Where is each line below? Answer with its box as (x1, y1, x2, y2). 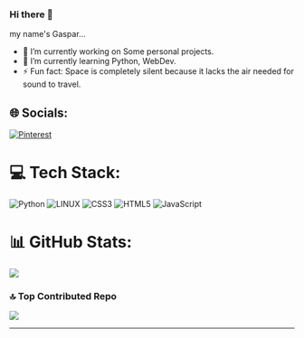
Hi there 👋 (9, 8, 54, 21)
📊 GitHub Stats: (9, 232, 133, 252)
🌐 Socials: (9, 105, 69, 120)
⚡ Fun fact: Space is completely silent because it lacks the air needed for (22, 66, 294, 77)
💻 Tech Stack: (9, 163, 121, 183)
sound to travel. (22, 79, 81, 89)
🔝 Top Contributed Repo (9, 289, 118, 302)
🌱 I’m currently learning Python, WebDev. (22, 56, 176, 67)
